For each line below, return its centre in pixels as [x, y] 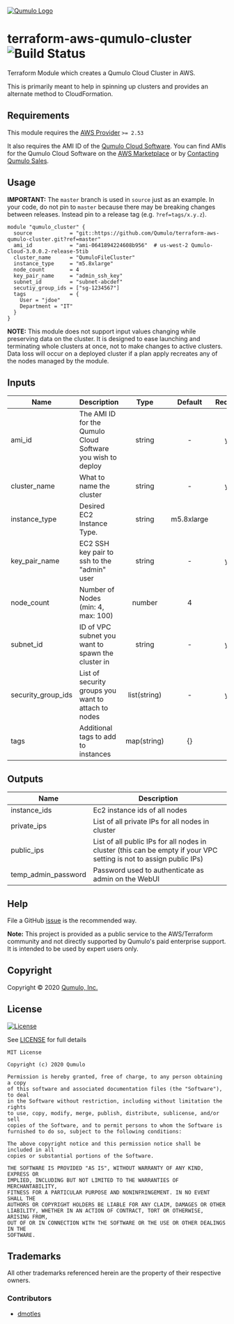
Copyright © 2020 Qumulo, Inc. [53, 987]
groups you [98, 691]
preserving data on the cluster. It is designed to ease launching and [104, 338]
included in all [31, 1150]
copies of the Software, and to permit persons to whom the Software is [115, 1125]
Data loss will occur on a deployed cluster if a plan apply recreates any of [112, 353]
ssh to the [95, 561]
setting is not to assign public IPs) [148, 859]
